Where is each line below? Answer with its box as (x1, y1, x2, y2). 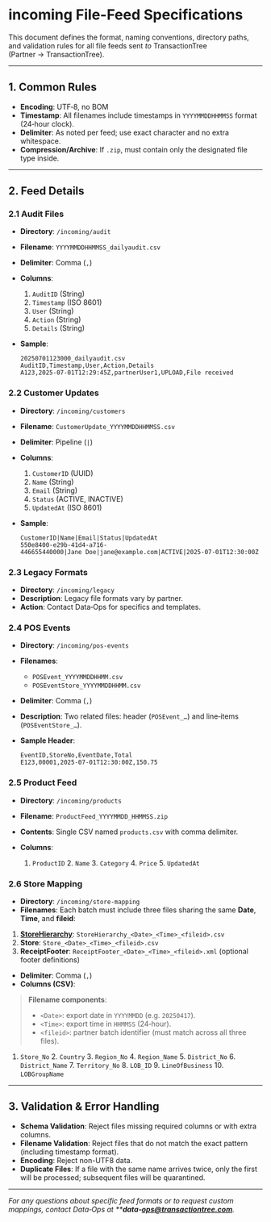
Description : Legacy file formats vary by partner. (19, 594, 184, 603)
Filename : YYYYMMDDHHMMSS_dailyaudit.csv (19, 242, 161, 252)
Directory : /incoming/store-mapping (19, 896, 140, 906)
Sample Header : (19, 736, 76, 745)
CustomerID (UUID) (31, 468, 94, 478)
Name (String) (31, 477, 74, 486)
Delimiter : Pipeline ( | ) (19, 437, 94, 447)
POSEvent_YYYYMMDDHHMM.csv (31, 674, 123, 682)
